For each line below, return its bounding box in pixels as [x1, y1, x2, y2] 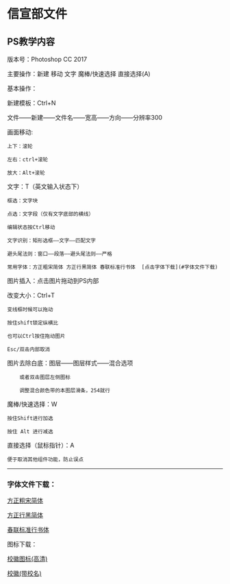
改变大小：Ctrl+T [7, 291, 55, 299]
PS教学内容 [7, 36, 55, 47]
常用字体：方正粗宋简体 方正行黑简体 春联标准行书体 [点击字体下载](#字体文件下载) [7, 264, 218, 271]
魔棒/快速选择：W [7, 400, 57, 408]
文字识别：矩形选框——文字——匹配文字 [7, 237, 96, 244]
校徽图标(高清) [7, 555, 48, 563]
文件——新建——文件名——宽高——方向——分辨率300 [7, 114, 163, 121]
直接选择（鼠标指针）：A [7, 441, 75, 449]
